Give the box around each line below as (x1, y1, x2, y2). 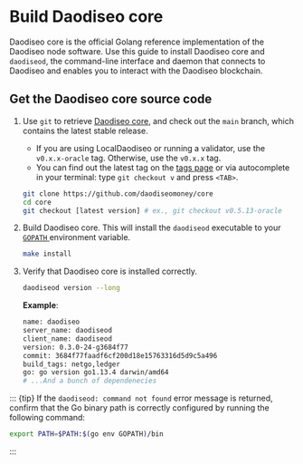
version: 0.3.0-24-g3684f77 (22, 343, 128, 352)
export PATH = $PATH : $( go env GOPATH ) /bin (9, 430, 165, 439)
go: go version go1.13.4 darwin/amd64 (22, 368, 169, 377)
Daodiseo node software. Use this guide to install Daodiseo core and (9, 45, 265, 56)
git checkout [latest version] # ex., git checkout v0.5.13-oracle (22, 206, 282, 215)
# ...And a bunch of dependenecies (22, 376, 157, 386)
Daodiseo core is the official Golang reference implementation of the (9, 36, 265, 47)
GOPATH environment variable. (22, 232, 131, 243)
